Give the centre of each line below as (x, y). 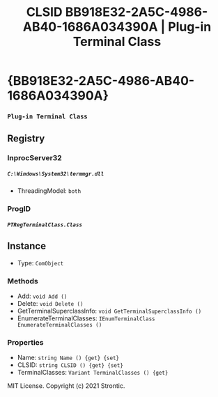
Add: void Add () (42, 296)
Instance (27, 246)
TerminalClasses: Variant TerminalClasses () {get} (93, 373)
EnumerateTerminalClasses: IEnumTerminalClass (86, 318)
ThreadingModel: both (49, 191)
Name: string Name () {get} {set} (68, 358)
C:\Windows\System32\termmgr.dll (56, 174)
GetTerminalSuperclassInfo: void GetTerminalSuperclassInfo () (109, 311)
